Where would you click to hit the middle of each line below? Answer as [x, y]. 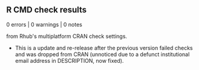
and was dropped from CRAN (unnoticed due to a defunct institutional [102, 54]
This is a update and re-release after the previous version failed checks [104, 48]
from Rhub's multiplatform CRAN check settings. [67, 36]
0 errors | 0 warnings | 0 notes [44, 24]
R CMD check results [47, 10]
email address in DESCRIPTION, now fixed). [69, 60]
